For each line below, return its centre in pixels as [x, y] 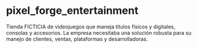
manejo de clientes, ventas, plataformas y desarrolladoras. [77, 39]
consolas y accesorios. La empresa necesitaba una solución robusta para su [99, 32]
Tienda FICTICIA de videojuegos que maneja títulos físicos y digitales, [91, 27]
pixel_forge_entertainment [72, 11]
